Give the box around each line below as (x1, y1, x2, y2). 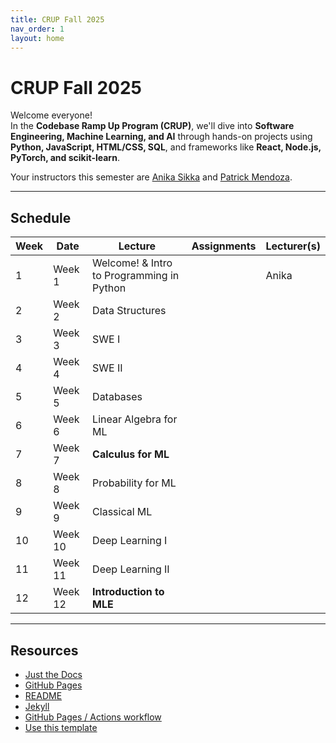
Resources (10, 642, 79, 659)
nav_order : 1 (10, 24, 65, 34)
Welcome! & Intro (92, 256, 173, 270)
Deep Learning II (92, 562, 170, 576)
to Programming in (92, 269, 180, 283)
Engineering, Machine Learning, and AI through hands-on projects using (10, 131, 313, 143)
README (24, 689, 63, 701)
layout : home (10, 33, 65, 43)
